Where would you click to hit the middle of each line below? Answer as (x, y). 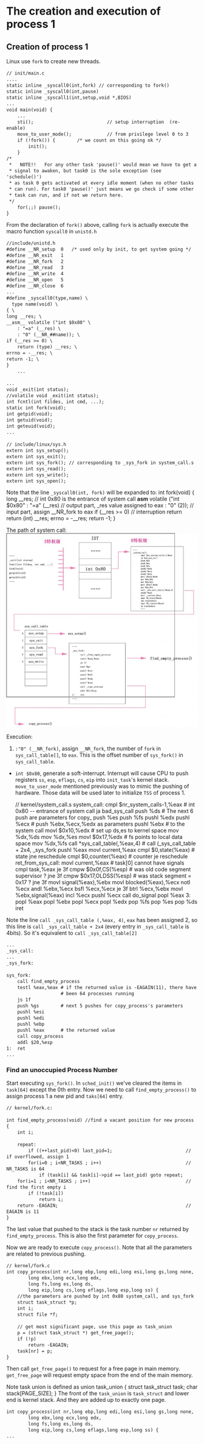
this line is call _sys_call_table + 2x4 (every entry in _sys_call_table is (98, 926)
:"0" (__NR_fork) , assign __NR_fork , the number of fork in (88, 748)
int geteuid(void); (31, 426)
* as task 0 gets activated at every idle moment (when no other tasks (101, 183)
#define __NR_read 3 (35, 268)
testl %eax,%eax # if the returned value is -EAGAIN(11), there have (107, 987)
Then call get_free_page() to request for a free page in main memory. (93, 1369)
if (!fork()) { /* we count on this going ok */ (90, 140)
